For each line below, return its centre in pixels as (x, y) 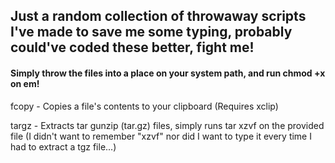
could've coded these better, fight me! (132, 47)
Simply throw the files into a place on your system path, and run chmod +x (168, 73)
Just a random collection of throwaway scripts (158, 16)
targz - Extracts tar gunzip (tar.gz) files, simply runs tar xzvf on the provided (167, 125)
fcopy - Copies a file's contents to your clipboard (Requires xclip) (144, 106)
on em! (25, 83)
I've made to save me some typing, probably (151, 32)
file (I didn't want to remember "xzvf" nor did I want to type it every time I (161, 136)
